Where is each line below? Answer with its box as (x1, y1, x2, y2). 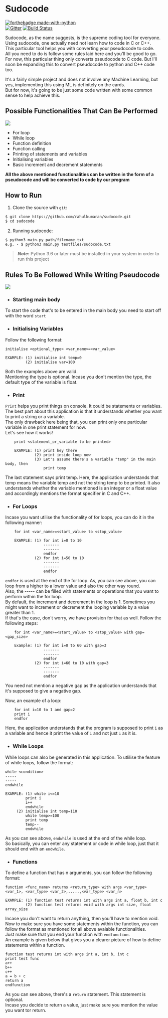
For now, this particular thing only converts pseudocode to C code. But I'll (5, 56, 157, 62)
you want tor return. (5, 1007, 47, 1013)
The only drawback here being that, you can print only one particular (5, 419, 147, 425)
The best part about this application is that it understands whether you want (5, 408, 162, 414)
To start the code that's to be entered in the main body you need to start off (5, 307, 161, 313)
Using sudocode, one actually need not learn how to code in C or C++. (5, 40, 151, 46)
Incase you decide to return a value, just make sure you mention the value (5, 1001, 158, 1008)
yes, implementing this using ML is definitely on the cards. (5, 81, 125, 88)
